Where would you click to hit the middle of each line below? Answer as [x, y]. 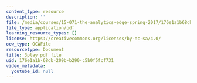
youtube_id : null [33, 71]
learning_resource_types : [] [42, 33]
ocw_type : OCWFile [28, 44]
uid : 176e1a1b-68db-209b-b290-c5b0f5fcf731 [60, 60]
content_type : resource [35, 11]
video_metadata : [26, 66]
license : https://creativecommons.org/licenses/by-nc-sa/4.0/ [84, 39]
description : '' [26, 17]
